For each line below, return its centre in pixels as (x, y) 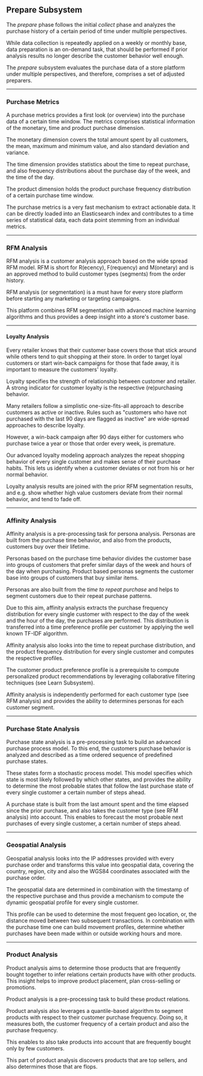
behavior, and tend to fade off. (44, 499)
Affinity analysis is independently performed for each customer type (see (98, 694)
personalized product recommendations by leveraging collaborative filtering (101, 676)
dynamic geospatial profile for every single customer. (72, 902)
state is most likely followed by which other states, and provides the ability (99, 780)
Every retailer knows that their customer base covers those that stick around (101, 350)
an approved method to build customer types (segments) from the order (96, 274)
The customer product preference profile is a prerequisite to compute (93, 669)
